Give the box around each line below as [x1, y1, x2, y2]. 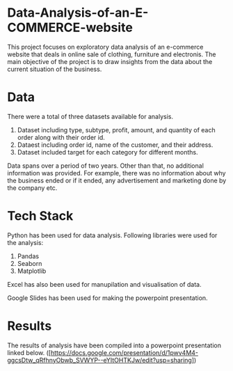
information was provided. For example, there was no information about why [7, 168, 226, 177]
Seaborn [17, 259, 42, 267]
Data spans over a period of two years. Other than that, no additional [7, 161, 204, 170]
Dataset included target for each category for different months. [17, 148, 198, 156]
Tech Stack [7, 208, 74, 224]
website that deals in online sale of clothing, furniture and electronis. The [7, 50, 216, 58]
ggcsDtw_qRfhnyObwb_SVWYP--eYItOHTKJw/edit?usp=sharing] [7, 356, 195, 364]
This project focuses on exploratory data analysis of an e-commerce [7, 42, 204, 51]
